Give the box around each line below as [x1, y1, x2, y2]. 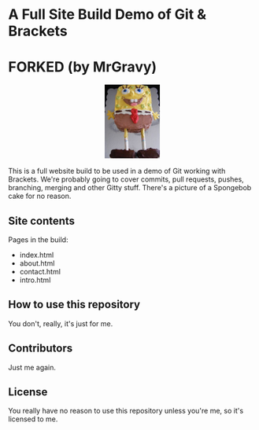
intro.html [19, 275, 51, 285]
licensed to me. [8, 414, 58, 424]
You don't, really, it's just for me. [8, 318, 113, 328]
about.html [19, 258, 55, 268]
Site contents [8, 214, 76, 227]
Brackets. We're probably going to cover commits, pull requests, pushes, [8, 175, 244, 184]
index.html [19, 250, 54, 259]
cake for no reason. [8, 191, 72, 201]
